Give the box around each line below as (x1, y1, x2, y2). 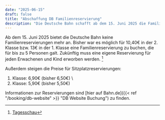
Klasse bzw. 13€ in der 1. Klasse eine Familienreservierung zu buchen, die (5, 45, 154, 51)
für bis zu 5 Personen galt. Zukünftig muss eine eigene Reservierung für (5, 50, 151, 56)
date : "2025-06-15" (5, 7, 45, 12)
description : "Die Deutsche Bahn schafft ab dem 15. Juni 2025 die (5, 21, 146, 26)
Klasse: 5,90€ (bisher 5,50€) (12, 80, 70, 86)
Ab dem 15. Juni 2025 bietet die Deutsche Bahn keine (5, 34, 113, 40)
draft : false (5, 12, 32, 17)
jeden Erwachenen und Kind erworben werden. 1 (5, 55, 104, 62)
